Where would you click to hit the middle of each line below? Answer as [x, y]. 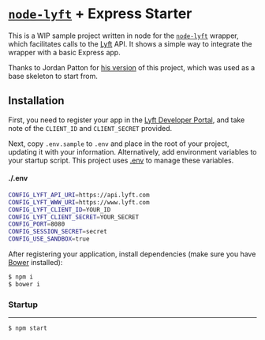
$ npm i [21, 277]
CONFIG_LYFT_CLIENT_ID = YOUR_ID [60, 210]
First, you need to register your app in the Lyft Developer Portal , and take [127, 120]
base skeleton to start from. [53, 76]
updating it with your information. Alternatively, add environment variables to [132, 151]
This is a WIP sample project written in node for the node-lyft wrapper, [123, 35]
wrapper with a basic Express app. [64, 52]
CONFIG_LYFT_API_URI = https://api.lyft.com [79, 195]
